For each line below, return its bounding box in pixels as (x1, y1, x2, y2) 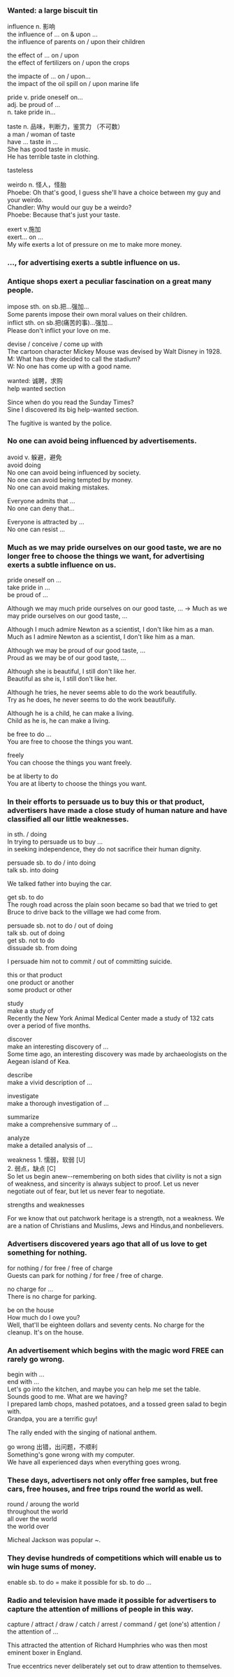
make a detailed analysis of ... (7, 1142, 93, 1150)
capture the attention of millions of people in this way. (7, 1604, 194, 1613)
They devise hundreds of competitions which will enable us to (7, 1553, 222, 1563)
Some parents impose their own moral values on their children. (7, 310, 188, 318)
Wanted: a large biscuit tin (7, 6, 98, 15)
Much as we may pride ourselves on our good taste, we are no (7, 542, 222, 552)
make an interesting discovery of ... (7, 1042, 109, 1051)
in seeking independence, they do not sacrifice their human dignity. (7, 845, 201, 854)
